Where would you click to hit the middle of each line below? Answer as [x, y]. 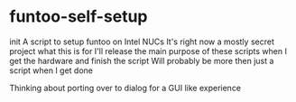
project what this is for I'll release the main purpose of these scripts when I [148, 51]
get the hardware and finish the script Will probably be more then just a [142, 60]
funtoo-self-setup [79, 17]
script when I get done [51, 70]
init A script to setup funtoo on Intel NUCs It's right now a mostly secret [142, 42]
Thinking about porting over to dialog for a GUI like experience [125, 88]
